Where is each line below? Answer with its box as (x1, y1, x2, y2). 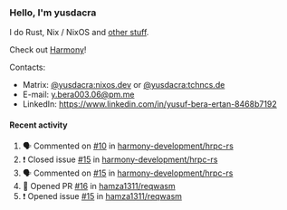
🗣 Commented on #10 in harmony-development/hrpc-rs (22, 140, 234, 151)
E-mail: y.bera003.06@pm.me (22, 89, 135, 100)
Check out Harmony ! (9, 44, 87, 55)
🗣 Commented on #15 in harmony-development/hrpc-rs (22, 167, 234, 178)
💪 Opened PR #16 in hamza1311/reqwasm (22, 180, 176, 191)
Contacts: (9, 62, 46, 73)
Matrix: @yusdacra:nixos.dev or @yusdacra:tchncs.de (22, 80, 225, 91)
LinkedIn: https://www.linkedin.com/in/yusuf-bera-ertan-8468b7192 (22, 99, 278, 110)
